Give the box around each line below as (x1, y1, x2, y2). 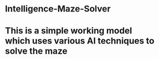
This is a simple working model (5, 25, 132, 36)
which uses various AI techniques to (5, 35, 155, 47)
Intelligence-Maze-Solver (5, 3, 111, 14)
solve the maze (5, 46, 68, 57)
